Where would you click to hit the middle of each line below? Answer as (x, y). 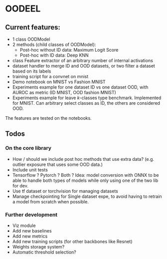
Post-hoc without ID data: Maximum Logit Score (69, 50)
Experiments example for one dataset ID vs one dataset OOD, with (80, 87)
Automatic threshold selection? (44, 252)
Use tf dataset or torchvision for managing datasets (65, 191)
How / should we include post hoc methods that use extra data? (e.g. (83, 159)
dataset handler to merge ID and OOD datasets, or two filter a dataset (84, 66)
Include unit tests (30, 170)
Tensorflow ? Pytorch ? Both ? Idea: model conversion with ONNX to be (85, 175)
